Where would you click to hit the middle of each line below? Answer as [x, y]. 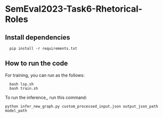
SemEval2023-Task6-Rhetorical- [74, 9]
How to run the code [37, 64]
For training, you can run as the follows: [45, 75]
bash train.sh [24, 88]
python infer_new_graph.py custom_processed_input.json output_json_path [82, 106]
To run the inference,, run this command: [46, 97]
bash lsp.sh [22, 84]
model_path [16, 111]
